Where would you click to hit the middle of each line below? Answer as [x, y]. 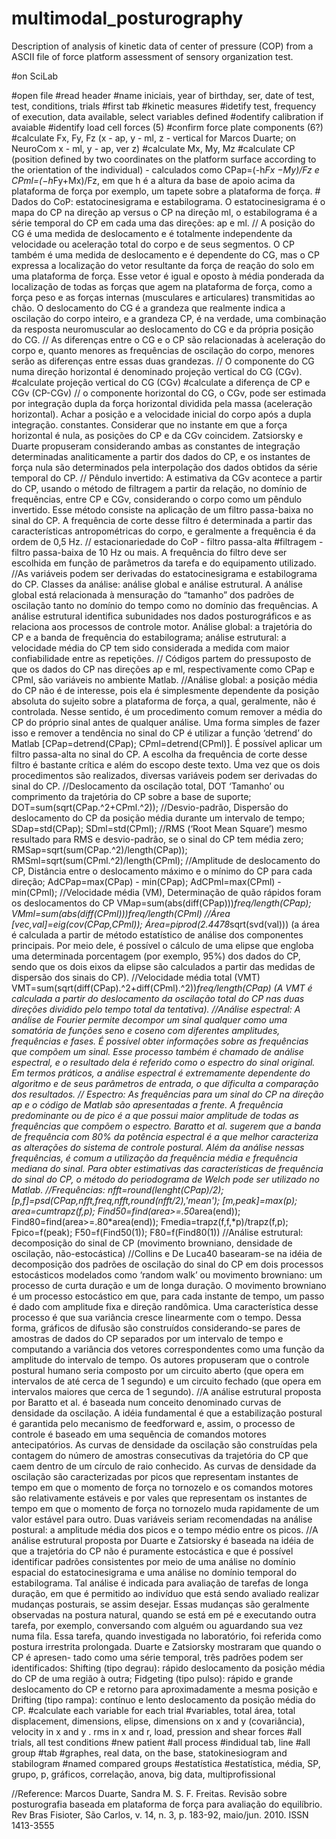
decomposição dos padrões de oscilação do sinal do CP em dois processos [167, 1264]
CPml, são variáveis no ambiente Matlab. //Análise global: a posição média [164, 679]
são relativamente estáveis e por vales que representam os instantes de [159, 1498]
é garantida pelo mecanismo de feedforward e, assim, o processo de [153, 1423]
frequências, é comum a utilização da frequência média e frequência [154, 1158]
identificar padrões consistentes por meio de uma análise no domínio [153, 1561]
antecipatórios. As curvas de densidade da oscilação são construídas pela [164, 1444]
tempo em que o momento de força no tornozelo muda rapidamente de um [165, 1508]
